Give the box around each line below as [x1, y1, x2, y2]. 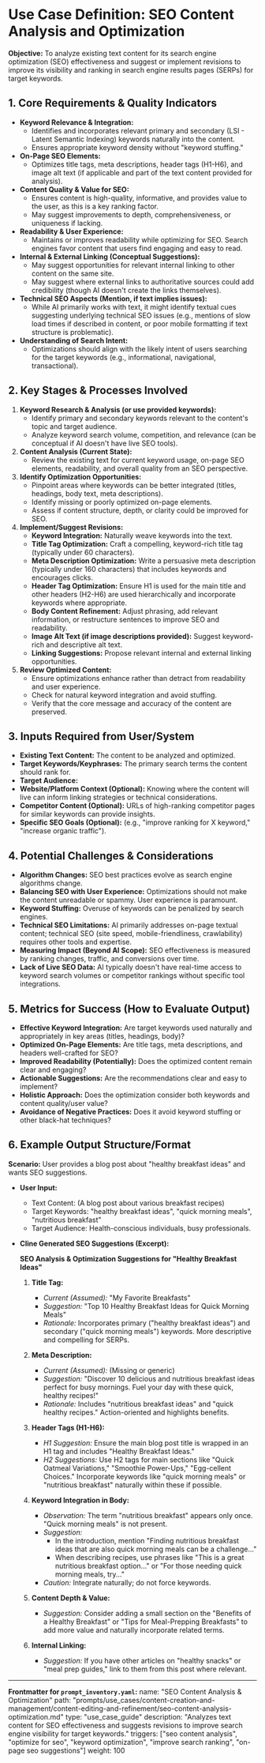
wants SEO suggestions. [8, 1167, 88, 1177]
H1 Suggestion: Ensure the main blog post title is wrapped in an [43, 1438, 248, 1447]
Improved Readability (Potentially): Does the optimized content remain [19, 1057, 252, 1066]
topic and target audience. [31, 421, 118, 431]
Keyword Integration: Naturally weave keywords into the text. [31, 531, 233, 540]
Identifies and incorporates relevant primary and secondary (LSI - [31, 126, 245, 135]
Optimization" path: [8, 1695, 72, 1705]
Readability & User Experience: [19, 227, 124, 236]
